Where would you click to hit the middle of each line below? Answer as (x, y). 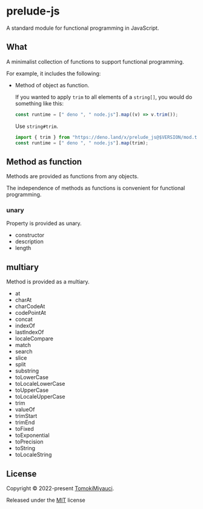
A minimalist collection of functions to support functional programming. (95, 61)
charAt (23, 300)
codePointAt (31, 313)
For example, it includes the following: (54, 73)
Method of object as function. (52, 85)
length (23, 248)
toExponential (32, 436)
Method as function (44, 162)
